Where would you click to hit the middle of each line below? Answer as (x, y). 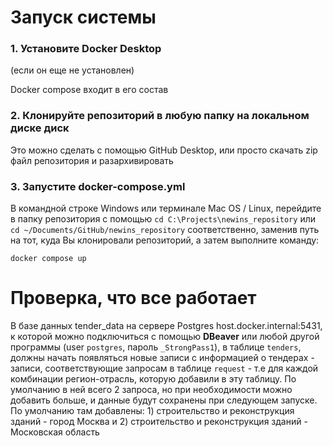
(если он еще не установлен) (72, 70)
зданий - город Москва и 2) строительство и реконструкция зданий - (159, 422)
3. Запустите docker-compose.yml (98, 186)
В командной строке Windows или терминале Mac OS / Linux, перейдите (166, 208)
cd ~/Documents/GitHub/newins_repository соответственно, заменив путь (165, 230)
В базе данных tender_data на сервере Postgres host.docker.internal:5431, (166, 326)
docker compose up (48, 259)
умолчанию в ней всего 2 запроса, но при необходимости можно (151, 390)
